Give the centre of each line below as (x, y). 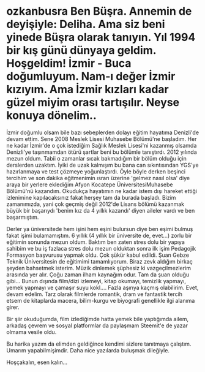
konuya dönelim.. (51, 116)
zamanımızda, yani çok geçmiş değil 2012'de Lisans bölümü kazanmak (95, 204)
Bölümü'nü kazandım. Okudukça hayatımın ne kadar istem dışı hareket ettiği (102, 191)
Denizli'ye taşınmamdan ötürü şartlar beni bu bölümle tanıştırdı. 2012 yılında (102, 152)
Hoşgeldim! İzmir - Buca (69, 63)
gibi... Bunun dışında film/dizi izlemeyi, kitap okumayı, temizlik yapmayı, (96, 281)
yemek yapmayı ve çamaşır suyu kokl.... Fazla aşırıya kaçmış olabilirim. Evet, (102, 287)
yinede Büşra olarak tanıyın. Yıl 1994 (101, 37)
